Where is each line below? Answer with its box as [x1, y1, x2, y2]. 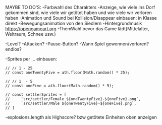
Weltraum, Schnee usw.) [5, 31, 57, 37]
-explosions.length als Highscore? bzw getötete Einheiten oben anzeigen [5, 114, 157, 120]
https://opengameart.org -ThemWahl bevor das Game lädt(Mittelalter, [5, 26, 149, 32]
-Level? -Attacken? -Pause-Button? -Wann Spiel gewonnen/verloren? [5, 41, 149, 47]
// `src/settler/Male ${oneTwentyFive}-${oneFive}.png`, [5, 101, 137, 106]
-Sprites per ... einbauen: [5, 56, 57, 62]
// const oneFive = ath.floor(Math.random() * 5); [5, 83, 114, 88]
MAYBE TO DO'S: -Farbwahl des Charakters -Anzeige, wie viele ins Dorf [5, 5, 155, 10]
